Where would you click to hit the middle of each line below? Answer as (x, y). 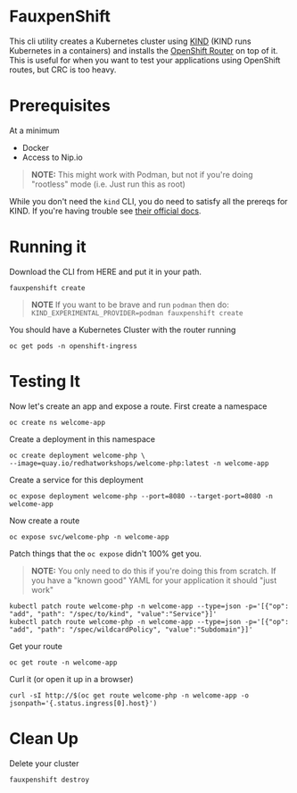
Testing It (45, 381)
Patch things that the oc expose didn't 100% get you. (106, 553)
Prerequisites (60, 106)
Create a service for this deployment (77, 480)
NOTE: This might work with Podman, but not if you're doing (142, 174)
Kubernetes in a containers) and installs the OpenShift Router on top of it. (144, 50)
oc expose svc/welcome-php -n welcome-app (89, 537)
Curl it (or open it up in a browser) (71, 679)
